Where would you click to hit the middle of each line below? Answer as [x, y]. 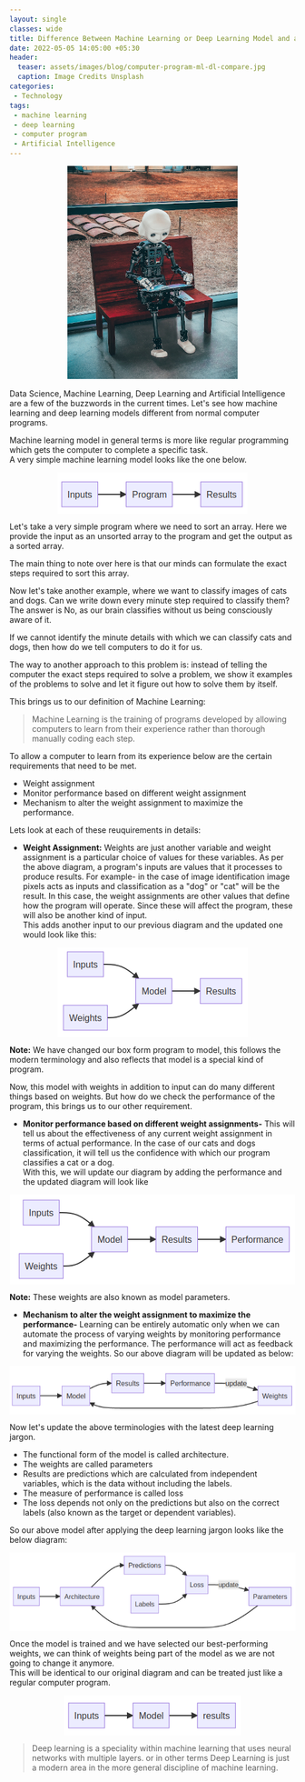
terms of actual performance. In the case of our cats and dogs [139, 1143]
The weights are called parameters [88, 1464]
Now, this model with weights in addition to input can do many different [142, 1087]
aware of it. [30, 620]
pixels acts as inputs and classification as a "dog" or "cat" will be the [151, 886]
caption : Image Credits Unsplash [81, 77]
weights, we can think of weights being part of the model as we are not [142, 1654]
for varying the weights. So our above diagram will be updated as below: [158, 1353]
